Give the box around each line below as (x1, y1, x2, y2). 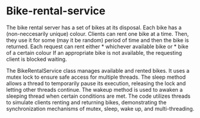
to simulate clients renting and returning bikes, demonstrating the (6, 98, 167, 105)
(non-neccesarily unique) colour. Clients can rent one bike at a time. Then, (6, 30, 189, 37)
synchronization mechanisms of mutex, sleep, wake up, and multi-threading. (6, 105, 195, 112)
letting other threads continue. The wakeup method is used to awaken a (6, 86, 183, 93)
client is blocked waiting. (6, 55, 67, 63)
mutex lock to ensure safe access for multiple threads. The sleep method (6, 73, 186, 80)
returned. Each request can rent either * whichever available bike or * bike (6, 43, 189, 50)
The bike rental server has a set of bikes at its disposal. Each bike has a (6, 24, 182, 31)
